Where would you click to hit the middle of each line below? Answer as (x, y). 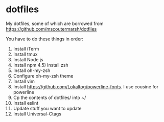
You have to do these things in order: (45, 39)
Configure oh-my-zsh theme (43, 76)
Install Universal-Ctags (37, 114)
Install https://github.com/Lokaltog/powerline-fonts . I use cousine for (86, 87)
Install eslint (26, 103)
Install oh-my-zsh (32, 70)
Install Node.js (28, 59)
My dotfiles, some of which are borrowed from (55, 23)
